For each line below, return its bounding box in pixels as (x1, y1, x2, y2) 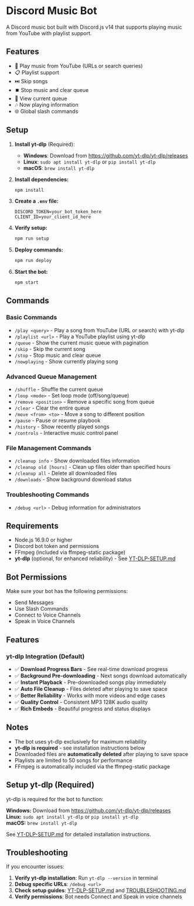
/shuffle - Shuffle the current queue (14, 386, 104, 393)
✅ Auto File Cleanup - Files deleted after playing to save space (14, 685, 168, 692)
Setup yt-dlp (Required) (6, 780, 95, 790)
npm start (14, 280, 39, 285)
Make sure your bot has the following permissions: (6, 588, 128, 595)
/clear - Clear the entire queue (14, 404, 90, 411)
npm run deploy (14, 258, 52, 264)
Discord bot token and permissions (14, 543, 100, 550)
